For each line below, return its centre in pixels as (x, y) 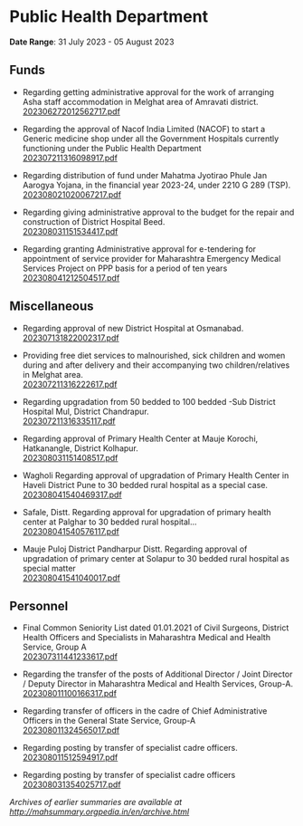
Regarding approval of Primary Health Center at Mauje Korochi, (140, 438)
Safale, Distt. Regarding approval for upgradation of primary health (147, 512)
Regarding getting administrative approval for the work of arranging (148, 91)
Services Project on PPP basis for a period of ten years (125, 268)
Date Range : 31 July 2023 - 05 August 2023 (92, 42)
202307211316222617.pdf (70, 384)
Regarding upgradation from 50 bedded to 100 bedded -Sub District (149, 401)
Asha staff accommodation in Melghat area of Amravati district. (141, 101)
